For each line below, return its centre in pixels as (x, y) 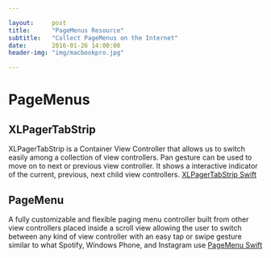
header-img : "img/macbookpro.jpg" (67, 53)
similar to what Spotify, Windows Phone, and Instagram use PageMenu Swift (135, 245)
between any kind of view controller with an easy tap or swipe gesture (125, 236)
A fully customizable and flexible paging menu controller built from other (129, 219)
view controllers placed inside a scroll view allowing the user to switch (125, 227)
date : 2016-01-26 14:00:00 (65, 45)
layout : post (38, 23)
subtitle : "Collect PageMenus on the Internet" (94, 38)
